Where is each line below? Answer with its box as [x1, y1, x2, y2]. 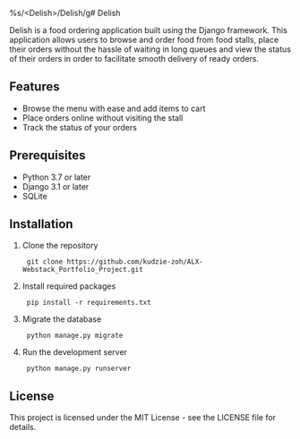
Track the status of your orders [21, 122, 137, 132]
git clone [26, 257, 64, 266]
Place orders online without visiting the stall [21, 112, 184, 123]
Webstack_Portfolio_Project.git [21, 266, 143, 274]
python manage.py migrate [26, 331, 124, 341]
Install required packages [21, 281, 116, 291]
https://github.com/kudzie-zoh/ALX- [66, 257, 203, 266]
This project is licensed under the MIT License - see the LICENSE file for [9, 412, 276, 423]
